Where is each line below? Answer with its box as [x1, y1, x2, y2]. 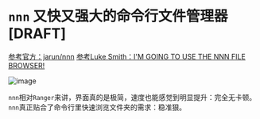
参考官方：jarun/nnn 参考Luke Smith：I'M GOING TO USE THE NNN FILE [8, 52, 246, 61]
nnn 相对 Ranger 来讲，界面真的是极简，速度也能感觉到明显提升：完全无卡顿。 [8, 92, 257, 102]
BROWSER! [8, 60, 45, 70]
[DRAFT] [8, 25, 66, 43]
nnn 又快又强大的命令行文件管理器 [8, 7, 228, 25]
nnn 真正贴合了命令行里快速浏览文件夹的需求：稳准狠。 [8, 102, 187, 112]
